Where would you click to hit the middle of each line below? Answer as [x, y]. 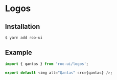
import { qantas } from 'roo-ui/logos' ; [47, 64]
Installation [23, 27]
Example [19, 52]
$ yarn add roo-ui [24, 38]
